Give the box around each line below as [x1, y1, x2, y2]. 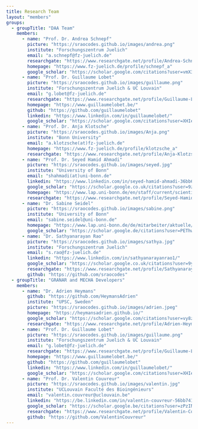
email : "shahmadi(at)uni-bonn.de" [27, 173, 112, 179]
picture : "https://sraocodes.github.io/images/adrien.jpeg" [27, 305, 178, 311]
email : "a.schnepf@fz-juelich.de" [27, 52, 112, 58]
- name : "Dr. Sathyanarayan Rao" [21, 233, 104, 239]
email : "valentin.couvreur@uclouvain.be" [27, 392, 131, 398]
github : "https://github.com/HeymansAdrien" [27, 293, 138, 299]
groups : [6, 19, 25, 25]
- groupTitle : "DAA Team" [11, 25, 75, 31]
